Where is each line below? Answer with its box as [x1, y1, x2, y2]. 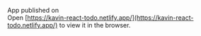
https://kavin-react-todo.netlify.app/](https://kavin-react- [27, 13, 194, 22]
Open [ [7, 13, 28, 22]
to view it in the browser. [59, 21, 131, 29]
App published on [7, 6, 59, 14]
